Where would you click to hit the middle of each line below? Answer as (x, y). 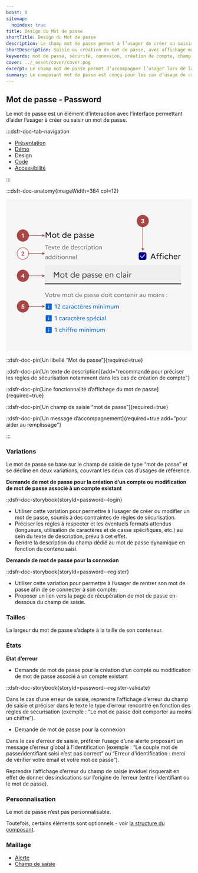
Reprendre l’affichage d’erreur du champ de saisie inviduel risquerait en (93, 771)
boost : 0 (17, 12)
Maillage (19, 845)
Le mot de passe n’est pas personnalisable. (59, 812)
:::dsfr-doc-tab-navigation (38, 132)
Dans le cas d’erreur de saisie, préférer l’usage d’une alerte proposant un (95, 741)
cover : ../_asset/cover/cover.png (49, 62)
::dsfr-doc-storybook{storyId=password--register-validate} (78, 687)
